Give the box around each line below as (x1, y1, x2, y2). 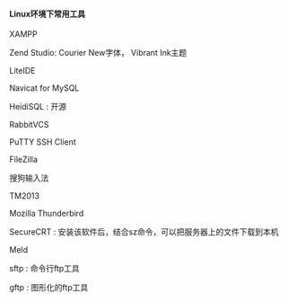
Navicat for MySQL (9, 83, 80, 93)
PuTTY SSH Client (9, 137, 76, 147)
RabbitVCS (9, 120, 49, 130)
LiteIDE (9, 66, 36, 76)
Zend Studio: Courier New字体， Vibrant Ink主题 (9, 48, 188, 58)
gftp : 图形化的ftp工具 (9, 282, 89, 293)
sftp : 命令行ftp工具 (9, 263, 81, 274)
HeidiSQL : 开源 (9, 102, 67, 112)
